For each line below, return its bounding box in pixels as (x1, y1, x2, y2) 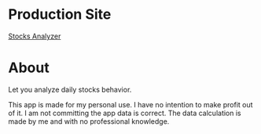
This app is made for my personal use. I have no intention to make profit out (8, 100, 253, 109)
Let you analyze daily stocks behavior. (8, 85, 132, 94)
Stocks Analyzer (8, 31, 61, 41)
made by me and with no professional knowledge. (8, 116, 170, 126)
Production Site (8, 5, 112, 24)
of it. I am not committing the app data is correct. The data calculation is (8, 108, 241, 118)
